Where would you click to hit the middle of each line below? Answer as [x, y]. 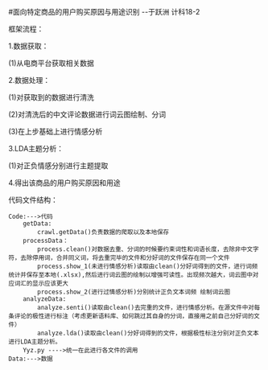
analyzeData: [45, 299]
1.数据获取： [29, 46]
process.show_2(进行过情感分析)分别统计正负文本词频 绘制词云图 [134, 292]
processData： [46, 240]
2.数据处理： [29, 80]
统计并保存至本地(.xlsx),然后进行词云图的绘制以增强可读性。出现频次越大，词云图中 [131, 275]
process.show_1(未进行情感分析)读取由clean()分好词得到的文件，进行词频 [148, 266]
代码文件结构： [33, 200]
